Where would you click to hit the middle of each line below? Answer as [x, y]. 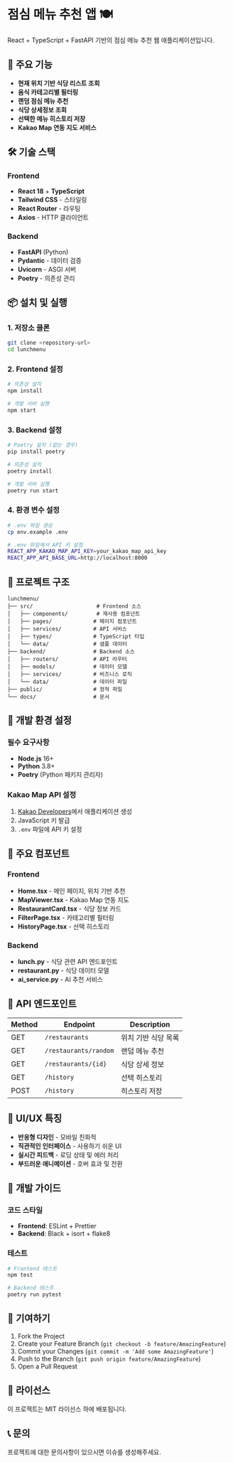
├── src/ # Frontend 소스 [75, 606]
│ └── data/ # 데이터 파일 [67, 682]
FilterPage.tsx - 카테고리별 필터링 [66, 917]
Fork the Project [41, 1336]
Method [25, 1024]
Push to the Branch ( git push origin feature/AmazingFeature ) [109, 1358]
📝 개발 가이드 [34, 1188]
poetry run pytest [34, 1295]
